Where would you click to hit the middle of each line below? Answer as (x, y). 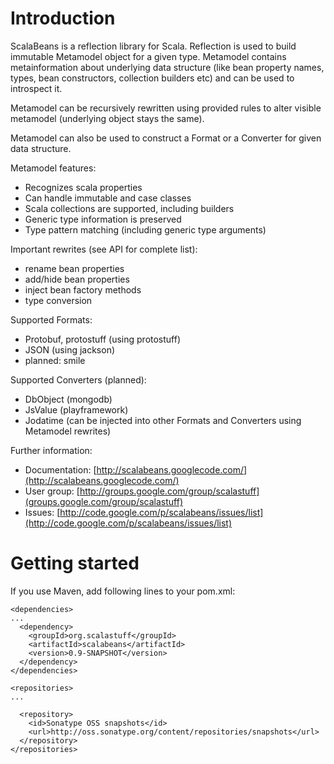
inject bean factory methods (83, 289)
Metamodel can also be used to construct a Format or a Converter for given (166, 138)
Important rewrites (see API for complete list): (104, 249)
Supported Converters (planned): (78, 379)
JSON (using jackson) (70, 349)
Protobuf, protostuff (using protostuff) (103, 339)
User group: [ (52, 491)
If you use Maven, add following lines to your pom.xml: (123, 591)
